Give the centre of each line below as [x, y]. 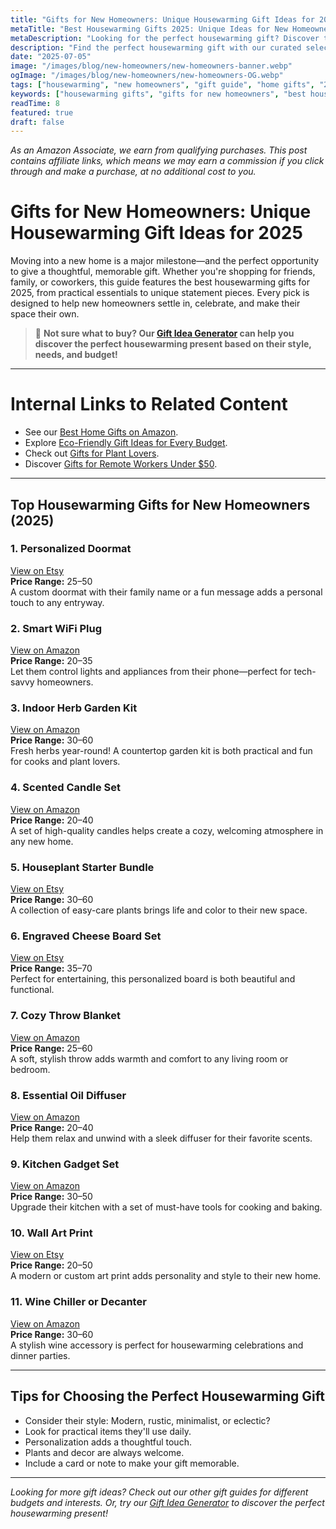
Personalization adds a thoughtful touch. [108, 1442]
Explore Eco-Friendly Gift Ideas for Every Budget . [126, 443]
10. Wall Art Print [51, 1233]
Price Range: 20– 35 [51, 661]
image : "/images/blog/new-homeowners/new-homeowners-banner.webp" [151, 66]
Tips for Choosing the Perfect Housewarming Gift [167, 1396]
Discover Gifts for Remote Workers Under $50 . [121, 464]
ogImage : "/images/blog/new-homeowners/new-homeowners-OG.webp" [147, 76]
